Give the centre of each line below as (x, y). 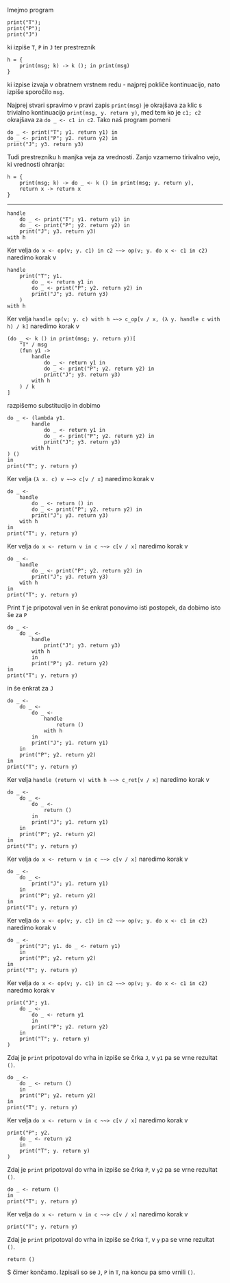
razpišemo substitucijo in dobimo (54, 405)
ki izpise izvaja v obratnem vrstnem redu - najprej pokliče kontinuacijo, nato (114, 84)
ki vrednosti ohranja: (36, 164)
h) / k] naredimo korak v (43, 326)
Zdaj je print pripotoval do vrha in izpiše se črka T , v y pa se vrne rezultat (111, 1239)
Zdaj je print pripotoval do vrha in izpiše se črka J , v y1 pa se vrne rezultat (112, 1057)
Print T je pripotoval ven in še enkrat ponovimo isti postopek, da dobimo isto (114, 608)
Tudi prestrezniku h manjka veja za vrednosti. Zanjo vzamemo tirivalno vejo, (114, 157)
